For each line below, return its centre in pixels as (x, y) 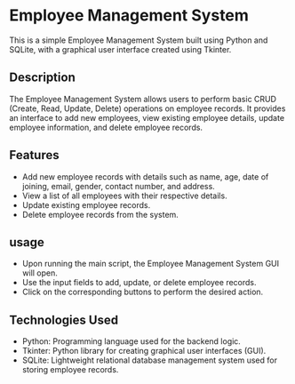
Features (34, 155)
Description (42, 78)
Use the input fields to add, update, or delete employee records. (139, 283)
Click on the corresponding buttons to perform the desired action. (143, 292)
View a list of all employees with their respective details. (125, 196)
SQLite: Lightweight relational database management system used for (150, 360)
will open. (40, 273)
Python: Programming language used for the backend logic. (132, 341)
